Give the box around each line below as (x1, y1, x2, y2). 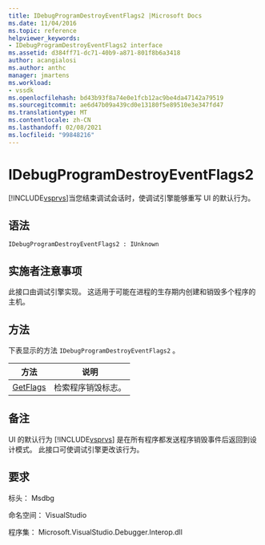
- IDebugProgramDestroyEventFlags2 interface (8, 42, 163, 50)
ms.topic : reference (8, 26, 78, 34)
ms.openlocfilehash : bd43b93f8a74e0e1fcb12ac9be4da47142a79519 (8, 94, 224, 102)
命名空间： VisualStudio (8, 510, 87, 519)
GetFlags (12, 381, 46, 393)
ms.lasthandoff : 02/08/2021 (8, 123, 102, 131)
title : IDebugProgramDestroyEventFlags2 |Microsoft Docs (8, 11, 203, 20)
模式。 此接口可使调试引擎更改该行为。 (14, 444, 144, 454)
